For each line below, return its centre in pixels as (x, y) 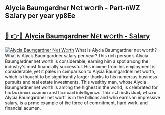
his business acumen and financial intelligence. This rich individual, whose (81, 92)
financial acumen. (23, 108)
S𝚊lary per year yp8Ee (40, 16)
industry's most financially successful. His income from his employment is (80, 66)
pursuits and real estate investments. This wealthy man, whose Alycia (76, 82)
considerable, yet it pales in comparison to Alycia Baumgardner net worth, (80, 71)
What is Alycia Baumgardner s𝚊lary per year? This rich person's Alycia (77, 56)
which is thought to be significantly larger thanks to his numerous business (81, 77)
